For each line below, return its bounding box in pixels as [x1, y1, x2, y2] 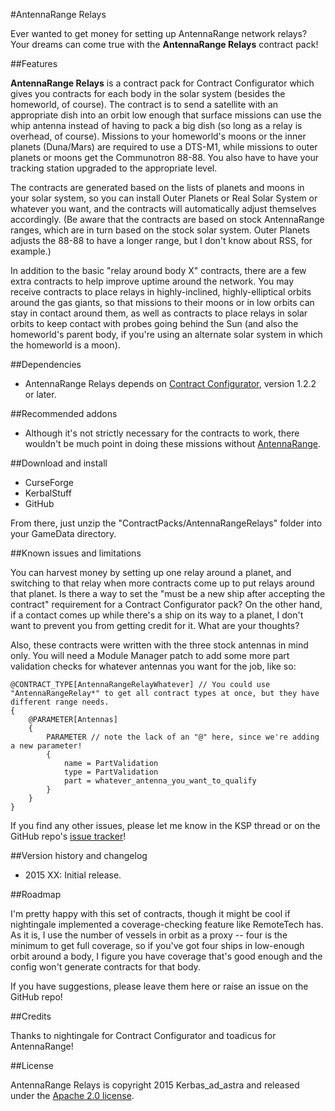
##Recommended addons [10, 408, 118, 419]
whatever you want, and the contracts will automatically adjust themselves [10, 203, 317, 214]
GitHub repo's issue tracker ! [10, 830, 127, 842]
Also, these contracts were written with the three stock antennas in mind [10, 639, 309, 651]
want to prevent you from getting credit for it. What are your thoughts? [10, 620, 300, 631]
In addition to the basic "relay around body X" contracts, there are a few [10, 265, 307, 276]
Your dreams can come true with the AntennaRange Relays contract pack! [10, 39, 319, 50]
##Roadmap [10, 889, 62, 900]
